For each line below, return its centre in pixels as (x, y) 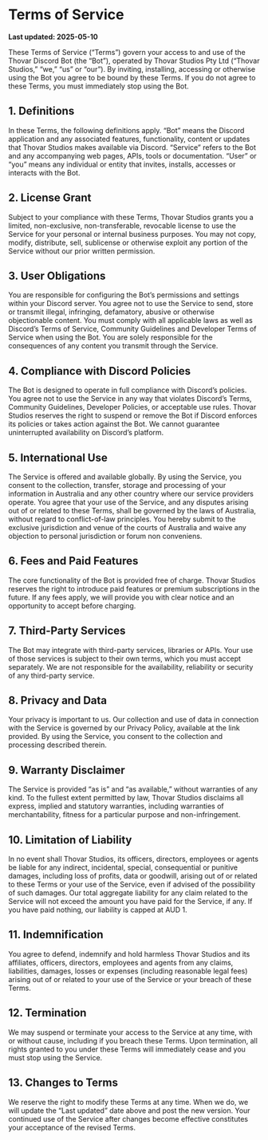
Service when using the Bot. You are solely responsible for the (110, 337)
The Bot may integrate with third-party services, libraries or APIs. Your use (131, 650)
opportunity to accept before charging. (72, 605)
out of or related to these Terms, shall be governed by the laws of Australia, (132, 511)
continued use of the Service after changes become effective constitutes (128, 1118)
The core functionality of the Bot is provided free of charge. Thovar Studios (132, 580)
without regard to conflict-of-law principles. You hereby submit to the (122, 519)
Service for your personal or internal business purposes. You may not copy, (132, 234)
